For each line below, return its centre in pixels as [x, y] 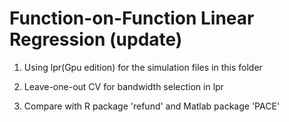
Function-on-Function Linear [132, 18]
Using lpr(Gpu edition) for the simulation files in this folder [143, 67]
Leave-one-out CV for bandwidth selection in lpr [123, 86]
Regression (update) [96, 39]
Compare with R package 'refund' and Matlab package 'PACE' [152, 106]
